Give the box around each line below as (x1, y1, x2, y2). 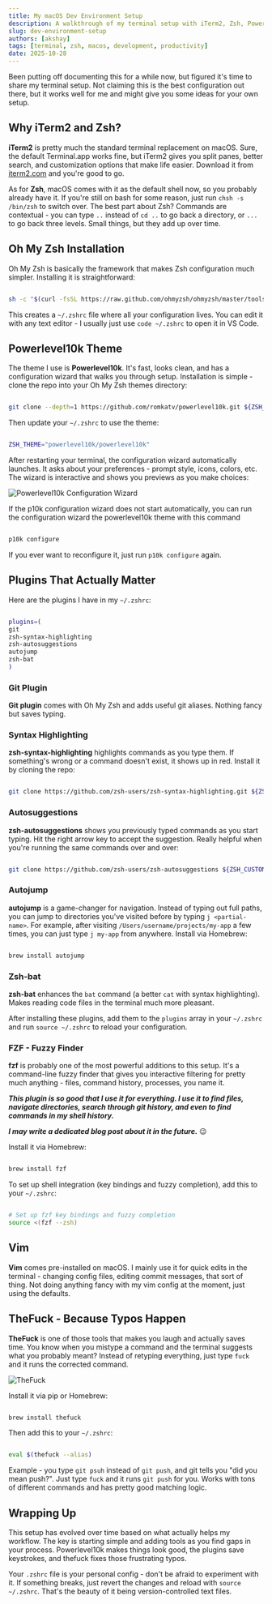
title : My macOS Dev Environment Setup (8, 11, 143, 20)
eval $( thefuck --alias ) (8, 1451, 92, 1459)
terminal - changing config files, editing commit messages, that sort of (8, 1271, 244, 1281)
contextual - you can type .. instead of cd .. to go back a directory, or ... (8, 210, 258, 220)
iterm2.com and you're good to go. (8, 168, 125, 178)
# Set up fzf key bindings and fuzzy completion (8, 1211, 176, 1220)
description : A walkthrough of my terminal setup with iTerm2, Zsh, (8, 19, 244, 28)
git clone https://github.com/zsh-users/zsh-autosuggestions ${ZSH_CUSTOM (8, 865, 266, 874)
